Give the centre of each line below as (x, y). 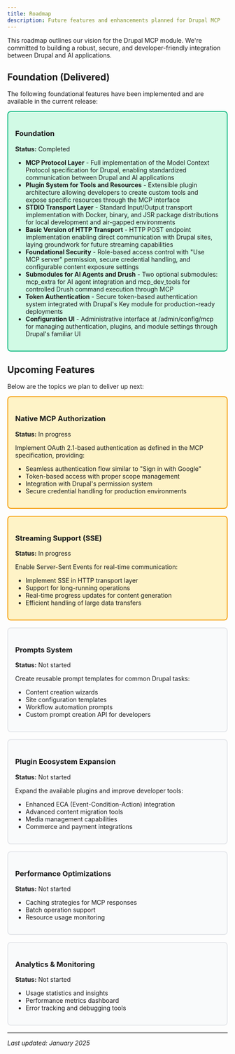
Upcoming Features (51, 370)
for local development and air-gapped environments (101, 222)
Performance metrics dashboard (72, 1001)
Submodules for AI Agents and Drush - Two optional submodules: (122, 274)
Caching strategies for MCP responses (81, 902)
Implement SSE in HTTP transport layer (82, 581)
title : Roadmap (29, 14)
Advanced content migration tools (74, 812)
